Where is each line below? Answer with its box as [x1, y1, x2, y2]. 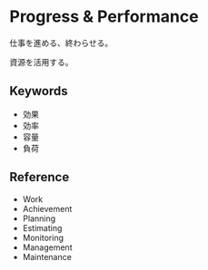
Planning [22, 213, 56, 224]
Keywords [9, 83, 68, 99]
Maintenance [22, 251, 73, 262]
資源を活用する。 [9, 56, 74, 67]
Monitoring [22, 232, 64, 243]
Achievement [22, 203, 73, 214]
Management [22, 242, 73, 253]
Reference [9, 169, 70, 185]
